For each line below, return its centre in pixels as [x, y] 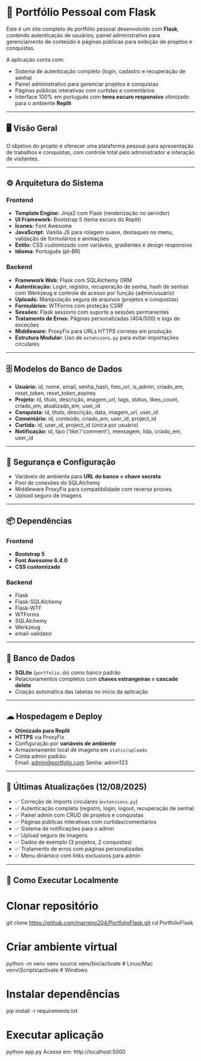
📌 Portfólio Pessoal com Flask [81, 12]
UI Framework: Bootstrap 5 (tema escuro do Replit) [78, 220]
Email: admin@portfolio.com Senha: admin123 [71, 762]
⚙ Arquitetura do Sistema [55, 183]
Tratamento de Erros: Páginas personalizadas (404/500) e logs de [98, 318]
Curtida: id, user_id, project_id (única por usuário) [77, 425]
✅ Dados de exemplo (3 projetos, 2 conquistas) [73, 842]
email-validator [33, 634]
